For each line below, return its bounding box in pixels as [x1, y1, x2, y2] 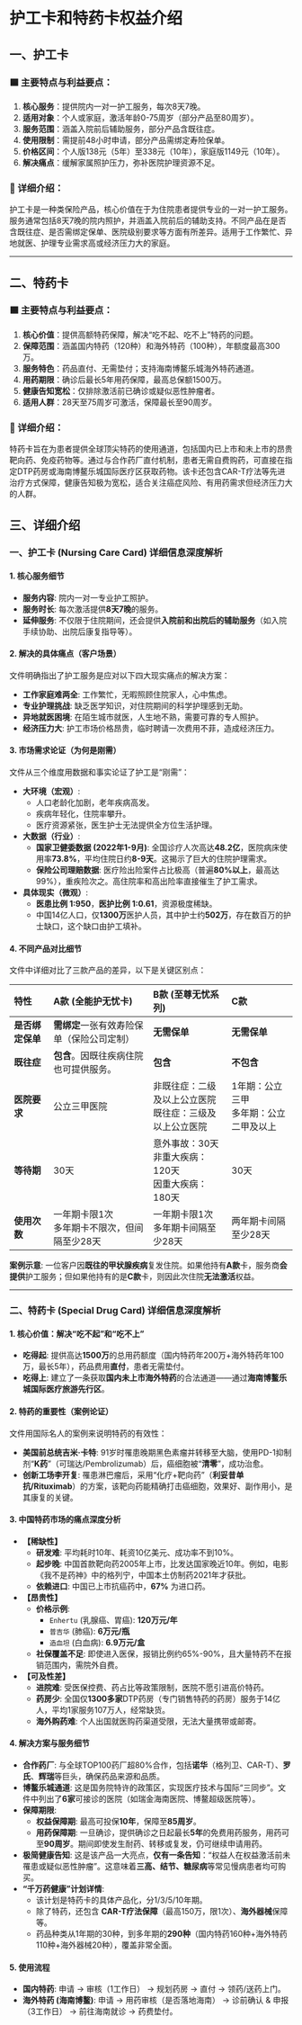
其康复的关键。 [22, 1492, 78, 1502]
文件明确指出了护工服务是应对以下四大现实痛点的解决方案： [9, 669, 230, 680]
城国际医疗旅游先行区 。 [22, 1384, 110, 1394]
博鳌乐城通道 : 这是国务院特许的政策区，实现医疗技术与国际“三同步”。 [22, 1782, 279, 1793]
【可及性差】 [22, 1671, 70, 1681]
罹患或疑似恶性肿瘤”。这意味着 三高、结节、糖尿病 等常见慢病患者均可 [22, 1861, 279, 1872]
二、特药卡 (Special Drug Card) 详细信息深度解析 [9, 1304, 222, 1317]
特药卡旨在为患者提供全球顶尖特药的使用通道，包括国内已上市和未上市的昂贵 [9, 444, 293, 454]
